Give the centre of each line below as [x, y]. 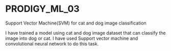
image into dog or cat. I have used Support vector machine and [72, 38]
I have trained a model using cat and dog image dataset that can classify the [86, 33]
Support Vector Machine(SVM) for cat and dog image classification [76, 23]
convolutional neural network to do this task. [52, 43]
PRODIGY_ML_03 [43, 9]
